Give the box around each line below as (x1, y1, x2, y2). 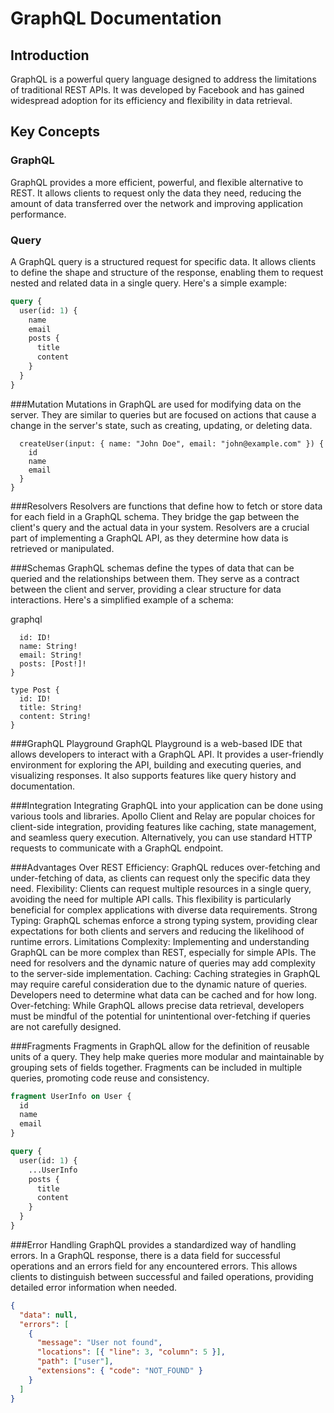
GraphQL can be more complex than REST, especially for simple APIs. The (10, 946, 317, 958)
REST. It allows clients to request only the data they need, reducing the (10, 187, 302, 199)
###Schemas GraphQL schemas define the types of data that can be (10, 562, 295, 574)
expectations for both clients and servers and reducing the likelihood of (10, 925, 305, 937)
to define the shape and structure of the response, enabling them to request (10, 266, 324, 278)
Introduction (10, 47, 90, 64)
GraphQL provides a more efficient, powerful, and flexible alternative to (10, 176, 304, 188)
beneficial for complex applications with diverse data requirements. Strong (10, 903, 318, 916)
